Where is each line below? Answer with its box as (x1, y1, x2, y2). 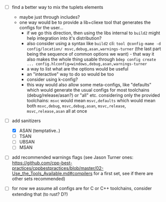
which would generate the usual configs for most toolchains (26, 87, 150, 93)
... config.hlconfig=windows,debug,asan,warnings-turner (26, 62, 147, 67)
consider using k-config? (26, 76, 78, 82)
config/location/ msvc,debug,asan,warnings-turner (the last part (26, 46, 161, 52)
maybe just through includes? (19, 14, 80, 20)
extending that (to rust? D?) (11, 191, 68, 197)
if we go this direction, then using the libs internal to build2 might (26, 30, 161, 36)
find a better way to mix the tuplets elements (11, 4, 103, 10)
